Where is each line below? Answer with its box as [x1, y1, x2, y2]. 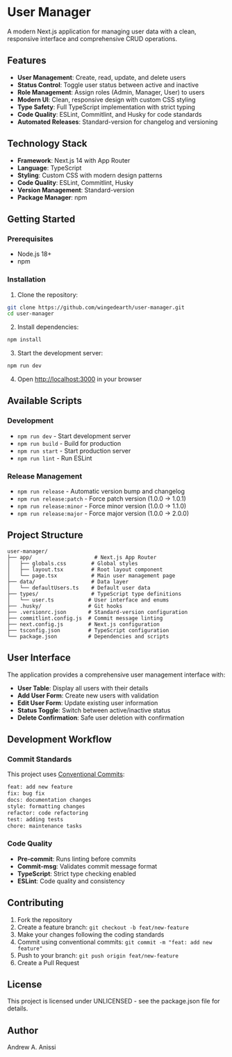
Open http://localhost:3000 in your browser [17, 375, 142, 383]
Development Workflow [7, 734, 113, 745]
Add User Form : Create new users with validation [17, 691, 159, 700]
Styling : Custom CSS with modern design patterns [17, 171, 163, 179]
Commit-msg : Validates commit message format [17, 862, 158, 870]
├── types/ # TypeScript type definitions [7, 590, 182, 597]
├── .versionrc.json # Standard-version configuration [7, 608, 188, 615]
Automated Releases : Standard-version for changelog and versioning [17, 118, 218, 126]
